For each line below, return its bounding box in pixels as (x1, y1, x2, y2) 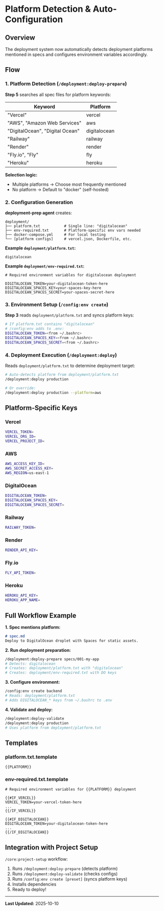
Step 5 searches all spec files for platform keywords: (5, 92, 111, 98)
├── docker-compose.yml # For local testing (5, 232, 106, 237)
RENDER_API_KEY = (5, 548, 38, 553)
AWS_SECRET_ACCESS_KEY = (5, 466, 54, 471)
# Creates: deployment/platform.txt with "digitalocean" (5, 665, 123, 671)
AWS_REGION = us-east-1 (5, 470, 49, 475)
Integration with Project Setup (5, 843, 99, 851)
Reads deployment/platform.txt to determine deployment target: (5, 363, 135, 369)
